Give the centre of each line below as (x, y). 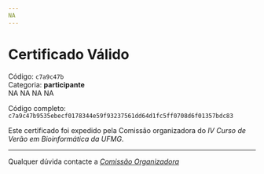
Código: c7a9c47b (36, 76)
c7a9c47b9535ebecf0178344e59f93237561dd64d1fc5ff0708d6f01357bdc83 (121, 116)
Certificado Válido (69, 54)
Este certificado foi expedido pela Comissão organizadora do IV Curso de (127, 130)
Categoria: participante (46, 84)
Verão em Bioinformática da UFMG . (66, 139)
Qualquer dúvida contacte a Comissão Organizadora (93, 161)
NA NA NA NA (31, 93)
